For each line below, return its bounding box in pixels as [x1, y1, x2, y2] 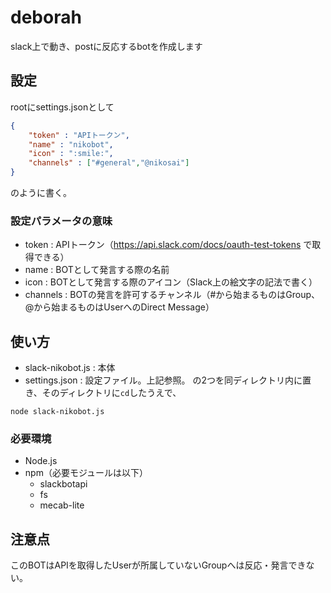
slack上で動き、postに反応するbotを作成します [10, 40, 203, 52]
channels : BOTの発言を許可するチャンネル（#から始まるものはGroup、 [24, 289, 320, 301]
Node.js [24, 455, 58, 467]
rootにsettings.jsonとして [10, 101, 115, 113]
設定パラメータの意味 [10, 214, 113, 228]
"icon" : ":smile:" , [28, 149, 114, 159]
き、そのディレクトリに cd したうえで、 [24, 387, 182, 399]
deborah [10, 6, 82, 29]
